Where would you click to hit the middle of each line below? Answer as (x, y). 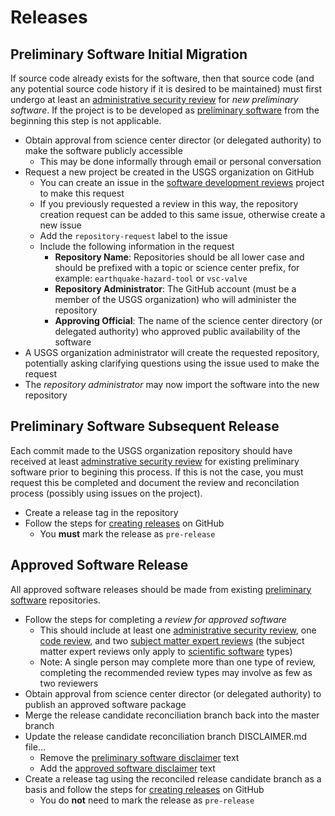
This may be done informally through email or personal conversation (180, 161)
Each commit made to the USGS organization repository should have (151, 450)
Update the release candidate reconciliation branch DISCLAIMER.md (166, 736)
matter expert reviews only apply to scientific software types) (166, 651)
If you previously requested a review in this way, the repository (169, 204)
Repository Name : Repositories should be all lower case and (179, 257)
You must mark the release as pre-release (127, 533)
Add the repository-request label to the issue (133, 235)
